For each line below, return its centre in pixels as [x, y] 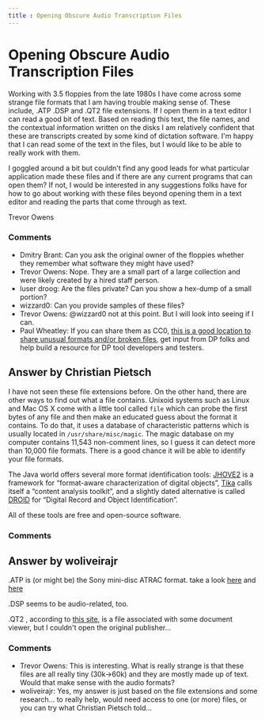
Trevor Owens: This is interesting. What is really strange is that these [131, 665]
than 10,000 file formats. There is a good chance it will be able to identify [127, 450]
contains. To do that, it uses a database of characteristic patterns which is [129, 425]
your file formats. [36, 459]
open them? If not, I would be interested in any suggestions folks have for [128, 185]
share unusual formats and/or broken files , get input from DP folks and [134, 339]
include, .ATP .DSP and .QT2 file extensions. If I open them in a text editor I [130, 110]
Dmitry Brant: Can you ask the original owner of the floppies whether [132, 255]
